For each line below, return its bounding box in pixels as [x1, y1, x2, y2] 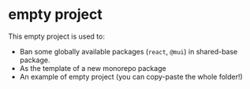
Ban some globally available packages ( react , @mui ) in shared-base [19, 46, 238, 56]
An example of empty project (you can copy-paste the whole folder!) [19, 72, 243, 81]
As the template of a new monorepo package [19, 63, 167, 72]
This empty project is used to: [8, 32, 105, 41]
